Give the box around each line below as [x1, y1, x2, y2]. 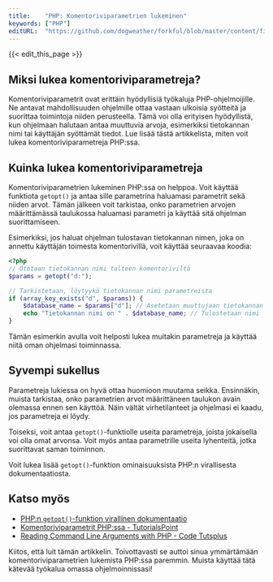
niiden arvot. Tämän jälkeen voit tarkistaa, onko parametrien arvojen [8, 200, 236, 209]
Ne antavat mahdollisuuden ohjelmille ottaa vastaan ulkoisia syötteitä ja [8, 103, 246, 113]
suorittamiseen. [8, 217, 61, 226]
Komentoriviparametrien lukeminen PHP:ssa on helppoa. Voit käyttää [8, 183, 239, 192]
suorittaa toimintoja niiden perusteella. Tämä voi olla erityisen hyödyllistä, [8, 111, 253, 122]
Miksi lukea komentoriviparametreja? [8, 72, 201, 86]
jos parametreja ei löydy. [8, 411, 91, 420]
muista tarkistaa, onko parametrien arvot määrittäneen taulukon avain [8, 394, 241, 403]
